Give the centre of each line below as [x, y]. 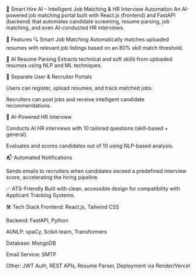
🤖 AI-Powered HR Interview [39, 117]
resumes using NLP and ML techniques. [54, 65]
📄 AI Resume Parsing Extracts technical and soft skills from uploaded [89, 59]
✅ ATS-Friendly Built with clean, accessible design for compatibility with [93, 188]
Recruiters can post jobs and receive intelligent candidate [75, 99]
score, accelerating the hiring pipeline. [52, 177]
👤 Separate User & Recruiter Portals [49, 77]
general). [17, 134]
